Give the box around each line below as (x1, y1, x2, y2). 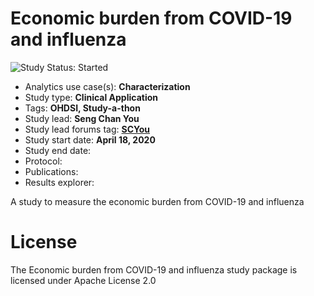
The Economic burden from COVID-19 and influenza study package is (10, 263, 298, 276)
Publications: (24, 165, 79, 177)
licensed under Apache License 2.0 (10, 274, 157, 286)
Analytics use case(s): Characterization (24, 80, 191, 92)
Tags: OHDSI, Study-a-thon (24, 102, 141, 114)
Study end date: (24, 144, 92, 156)
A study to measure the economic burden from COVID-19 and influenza (10, 195, 305, 207)
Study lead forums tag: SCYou (24, 123, 151, 135)
